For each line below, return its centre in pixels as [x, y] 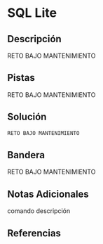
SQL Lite [32, 13]
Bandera [26, 155]
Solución [27, 117]
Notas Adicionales [48, 194]
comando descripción [39, 211]
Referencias [34, 233]
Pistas [21, 78]
